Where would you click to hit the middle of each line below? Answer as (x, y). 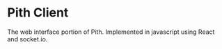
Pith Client (38, 13)
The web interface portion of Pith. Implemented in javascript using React (111, 32)
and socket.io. (27, 39)
